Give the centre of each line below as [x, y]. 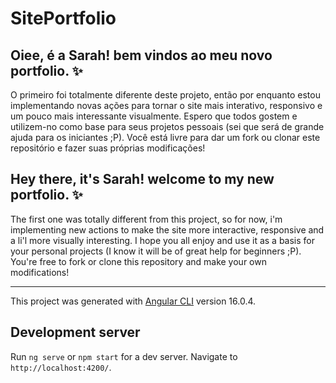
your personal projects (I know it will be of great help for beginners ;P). [156, 251]
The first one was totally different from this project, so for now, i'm [146, 219]
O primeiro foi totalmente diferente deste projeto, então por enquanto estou [165, 95]
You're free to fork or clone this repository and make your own [138, 261]
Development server [75, 332]
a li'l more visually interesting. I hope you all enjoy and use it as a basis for [162, 240]
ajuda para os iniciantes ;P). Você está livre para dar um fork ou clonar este [165, 137]
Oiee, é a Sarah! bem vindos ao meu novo [141, 55]
